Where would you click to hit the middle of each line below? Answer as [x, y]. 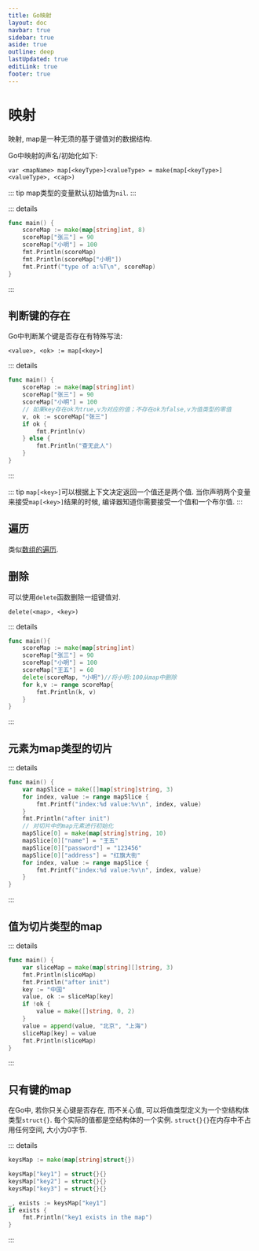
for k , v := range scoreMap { [68, 685]
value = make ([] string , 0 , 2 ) [86, 1012]
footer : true [29, 74]
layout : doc [27, 23]
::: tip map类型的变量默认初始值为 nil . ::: [72, 193]
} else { [36, 439]
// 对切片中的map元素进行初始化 [68, 826]
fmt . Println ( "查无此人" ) [75, 446]
